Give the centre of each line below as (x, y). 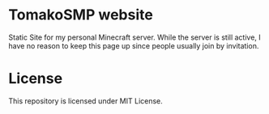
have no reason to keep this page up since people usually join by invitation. (134, 45)
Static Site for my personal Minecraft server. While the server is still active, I (134, 37)
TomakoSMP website (81, 15)
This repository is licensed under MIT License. (86, 101)
